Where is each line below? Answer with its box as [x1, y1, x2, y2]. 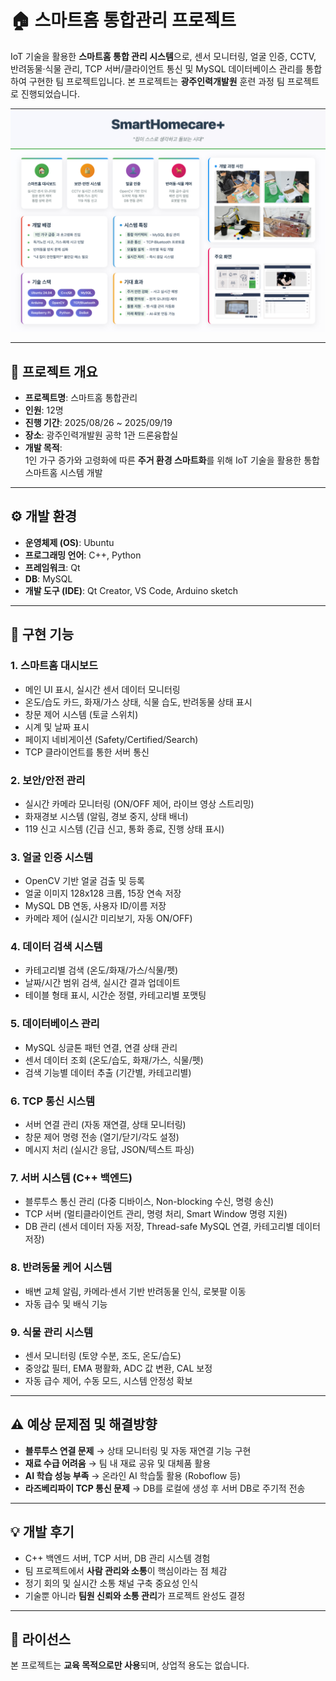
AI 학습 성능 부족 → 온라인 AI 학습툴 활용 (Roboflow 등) [24, 1469, 242, 1481]
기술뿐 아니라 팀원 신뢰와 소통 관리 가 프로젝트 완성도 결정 [24, 1589, 246, 1601]
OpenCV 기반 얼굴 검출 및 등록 [24, 875, 146, 887]
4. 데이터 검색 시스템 [10, 940, 103, 954]
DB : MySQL [24, 572, 73, 585]
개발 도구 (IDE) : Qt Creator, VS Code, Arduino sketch [24, 584, 238, 596]
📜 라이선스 [10, 1631, 72, 1648]
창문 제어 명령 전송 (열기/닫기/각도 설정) [24, 1131, 180, 1143]
